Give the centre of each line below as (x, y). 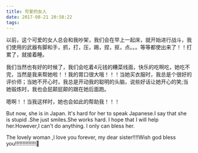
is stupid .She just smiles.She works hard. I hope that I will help (82, 120)
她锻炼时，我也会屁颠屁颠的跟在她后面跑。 (58, 89)
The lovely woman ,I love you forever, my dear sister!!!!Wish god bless (91, 137)
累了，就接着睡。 (27, 55)
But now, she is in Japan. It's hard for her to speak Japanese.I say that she (96, 114)
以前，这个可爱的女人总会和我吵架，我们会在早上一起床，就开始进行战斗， (96, 40)
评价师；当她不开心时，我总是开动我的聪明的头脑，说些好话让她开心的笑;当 (97, 82)
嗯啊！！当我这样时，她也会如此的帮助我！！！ (63, 102)
